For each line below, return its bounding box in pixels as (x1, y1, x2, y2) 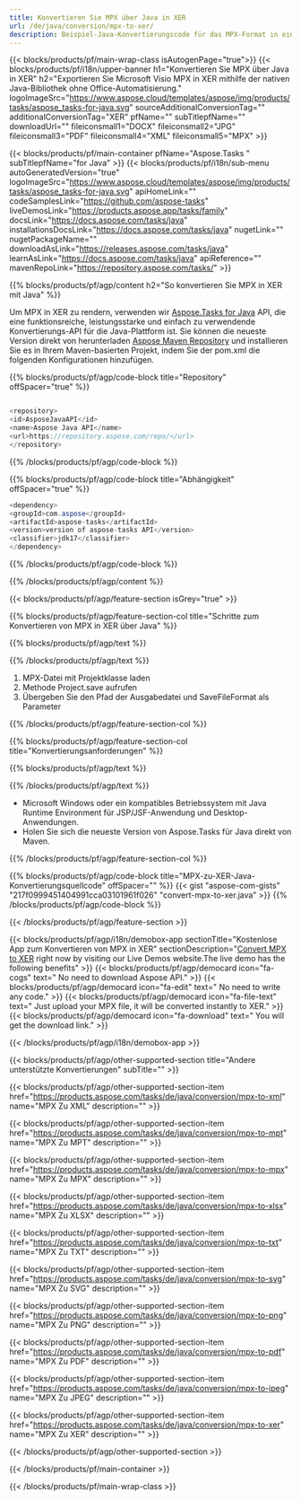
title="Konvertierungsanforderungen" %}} (9, 746, 164, 756)
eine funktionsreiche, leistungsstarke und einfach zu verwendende (9, 316, 256, 328)
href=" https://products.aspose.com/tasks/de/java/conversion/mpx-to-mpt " (9, 1127, 288, 1138)
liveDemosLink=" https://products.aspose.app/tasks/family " (9, 206, 228, 216)
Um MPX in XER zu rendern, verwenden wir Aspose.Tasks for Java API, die (9, 307, 287, 318)
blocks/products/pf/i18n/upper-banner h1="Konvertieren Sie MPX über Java (9, 64, 289, 75)
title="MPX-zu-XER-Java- (159, 871, 255, 881)
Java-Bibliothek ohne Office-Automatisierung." (9, 83, 182, 94)
